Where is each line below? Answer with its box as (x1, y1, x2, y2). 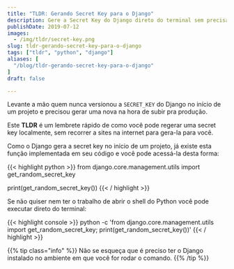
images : (7, 29, 30, 37)
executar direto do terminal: (7, 205, 87, 213)
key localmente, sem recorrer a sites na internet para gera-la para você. (7, 128, 214, 137)
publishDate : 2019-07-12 (7, 23, 79, 30)
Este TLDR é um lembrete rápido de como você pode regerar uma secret (7, 121, 216, 130)
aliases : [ (7, 56, 39, 63)
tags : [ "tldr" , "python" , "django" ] (7, 49, 114, 56)
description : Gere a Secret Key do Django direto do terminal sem (7, 17, 204, 24)
